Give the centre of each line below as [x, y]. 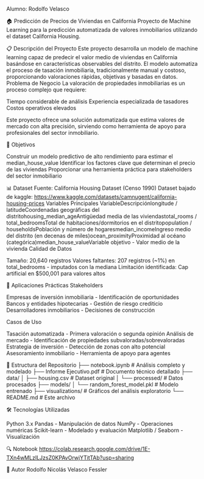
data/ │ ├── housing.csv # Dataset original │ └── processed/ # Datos [95, 378]
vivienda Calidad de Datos [39, 249]
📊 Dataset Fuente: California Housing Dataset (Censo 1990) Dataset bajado [101, 188]
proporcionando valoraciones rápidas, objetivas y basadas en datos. [92, 77]
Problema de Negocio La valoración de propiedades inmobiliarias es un [96, 83]
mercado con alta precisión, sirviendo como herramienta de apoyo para [96, 126]
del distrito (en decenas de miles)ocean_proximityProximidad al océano [96, 236]
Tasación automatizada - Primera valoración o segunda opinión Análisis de [100, 334]
